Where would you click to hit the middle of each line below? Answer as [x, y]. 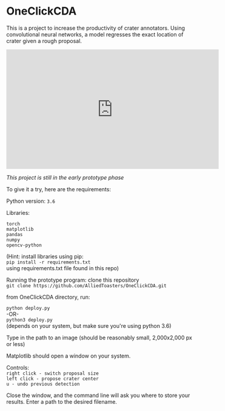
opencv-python [24, 245]
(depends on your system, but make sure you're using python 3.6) [89, 325]
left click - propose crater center [52, 379]
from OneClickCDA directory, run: [48, 297]
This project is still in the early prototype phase [65, 177]
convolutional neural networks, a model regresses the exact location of [95, 34]
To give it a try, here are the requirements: [59, 189]
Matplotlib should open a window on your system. [69, 356]
